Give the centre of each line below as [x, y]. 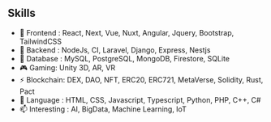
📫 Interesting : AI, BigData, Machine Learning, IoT [103, 109]
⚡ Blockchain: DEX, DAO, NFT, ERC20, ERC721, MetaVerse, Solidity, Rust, [141, 79]
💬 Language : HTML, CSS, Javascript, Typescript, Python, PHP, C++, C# [140, 99]
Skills [22, 13]
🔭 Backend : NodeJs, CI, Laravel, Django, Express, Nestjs [115, 50]
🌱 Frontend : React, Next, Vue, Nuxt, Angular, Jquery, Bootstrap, [127, 32]
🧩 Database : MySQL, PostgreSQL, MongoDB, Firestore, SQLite [125, 58]
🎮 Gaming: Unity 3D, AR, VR [67, 67]
